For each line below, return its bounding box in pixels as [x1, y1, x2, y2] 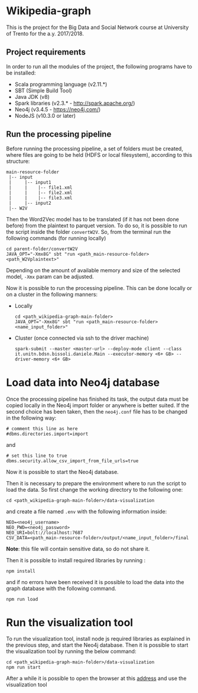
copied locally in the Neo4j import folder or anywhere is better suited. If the [6, 401, 190, 409]
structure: [6, 157, 30, 165]
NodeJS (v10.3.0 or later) [14, 112, 76, 119]
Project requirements [6, 47, 86, 57]
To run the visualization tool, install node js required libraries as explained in [6, 635, 191, 643]
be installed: [6, 69, 36, 76]
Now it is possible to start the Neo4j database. [6, 468, 119, 475]
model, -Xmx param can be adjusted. [6, 273, 94, 280]
